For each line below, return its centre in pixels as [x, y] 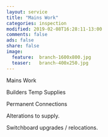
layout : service [27, 12]
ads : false [20, 40]
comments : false [27, 35]
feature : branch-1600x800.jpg [52, 57]
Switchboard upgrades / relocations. [52, 127]
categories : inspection [37, 23]
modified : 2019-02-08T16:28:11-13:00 [54, 29]
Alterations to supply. [33, 116]
